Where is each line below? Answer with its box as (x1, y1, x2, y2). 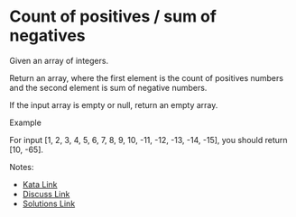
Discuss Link (22, 188, 70, 199)
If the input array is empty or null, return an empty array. (9, 99, 218, 110)
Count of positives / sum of (9, 6, 217, 27)
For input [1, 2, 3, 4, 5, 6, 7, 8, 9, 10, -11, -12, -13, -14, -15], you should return (9, 134, 288, 145)
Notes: (9, 161, 34, 172)
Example (9, 117, 42, 128)
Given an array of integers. (9, 55, 109, 66)
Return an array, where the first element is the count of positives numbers (9, 72, 284, 83)
